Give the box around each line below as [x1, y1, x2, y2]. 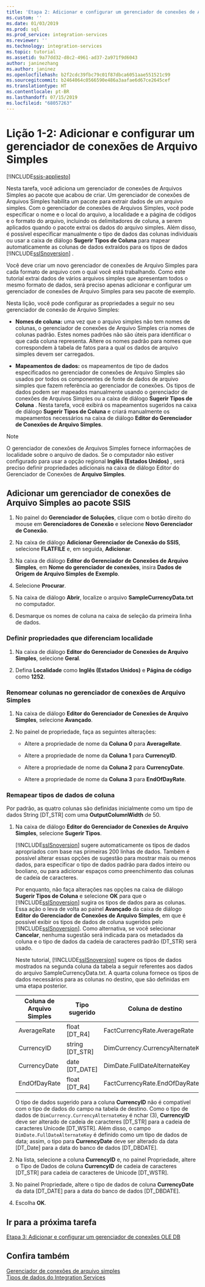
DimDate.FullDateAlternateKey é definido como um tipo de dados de [15, 1131, 188, 1139]
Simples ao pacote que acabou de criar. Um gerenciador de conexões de [6, 191, 190, 198]
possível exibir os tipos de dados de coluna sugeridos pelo [15, 918, 164, 926]
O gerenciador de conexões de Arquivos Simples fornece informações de [6, 445, 191, 452]
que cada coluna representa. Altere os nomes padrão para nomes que [15, 337, 192, 345]
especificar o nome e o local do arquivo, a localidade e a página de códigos [6, 211, 196, 218]
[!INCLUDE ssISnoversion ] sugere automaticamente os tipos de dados [15, 841, 190, 849]
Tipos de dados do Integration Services [6, 1274, 106, 1281]
